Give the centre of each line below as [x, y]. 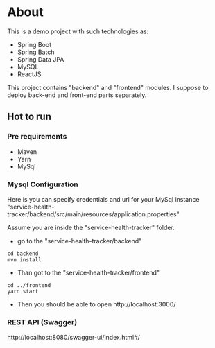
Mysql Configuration [43, 184]
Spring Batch [36, 52]
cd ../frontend [29, 285]
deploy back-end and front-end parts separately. [77, 95]
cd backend [23, 254]
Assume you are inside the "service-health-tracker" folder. [91, 227]
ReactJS [29, 74]
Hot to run [29, 117]
